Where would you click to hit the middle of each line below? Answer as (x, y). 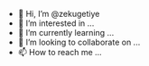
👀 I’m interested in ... (56, 23)
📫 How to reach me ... (60, 52)
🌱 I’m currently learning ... (66, 33)
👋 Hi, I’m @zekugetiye (59, 14)
